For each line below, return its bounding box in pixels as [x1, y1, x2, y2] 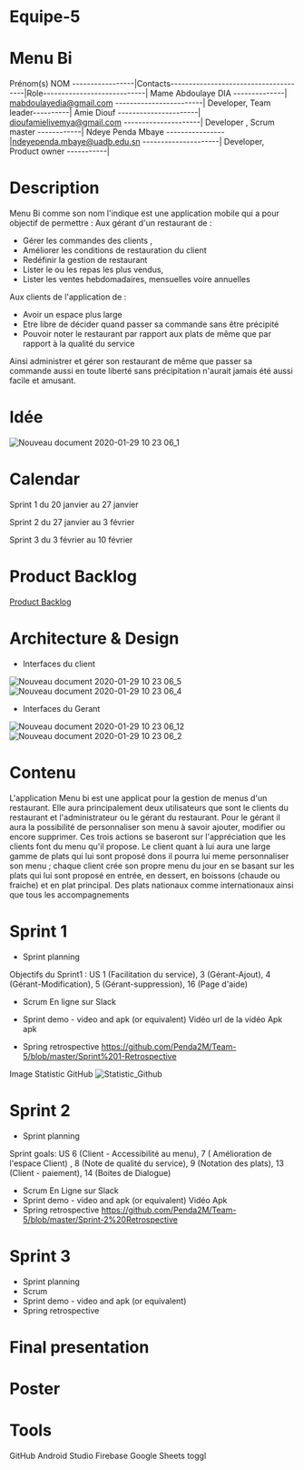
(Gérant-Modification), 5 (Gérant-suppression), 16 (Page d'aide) [9, 978, 248, 989]
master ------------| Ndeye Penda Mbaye [9, 127, 165, 137]
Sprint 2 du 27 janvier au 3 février [9, 516, 135, 527]
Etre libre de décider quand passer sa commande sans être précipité [22, 319, 279, 329]
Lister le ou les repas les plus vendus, [22, 264, 164, 275]
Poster [9, 1378, 61, 1399]
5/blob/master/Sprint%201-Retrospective [22, 1050, 177, 1061]
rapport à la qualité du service [22, 339, 135, 350]
